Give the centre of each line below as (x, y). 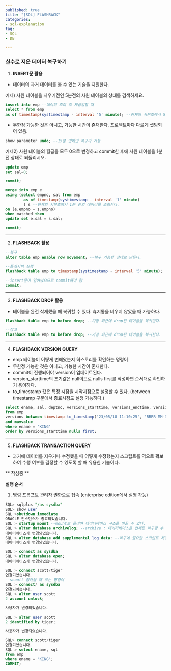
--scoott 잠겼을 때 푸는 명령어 (35, 580)
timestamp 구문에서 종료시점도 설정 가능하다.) (59, 398)
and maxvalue (19, 422)
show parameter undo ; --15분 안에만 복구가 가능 (53, 141)
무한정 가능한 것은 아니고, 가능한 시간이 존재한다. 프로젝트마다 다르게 (80, 125)
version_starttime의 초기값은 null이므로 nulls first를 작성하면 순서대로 (82, 379)
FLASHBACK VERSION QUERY (45, 349)
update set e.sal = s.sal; (34, 219)
